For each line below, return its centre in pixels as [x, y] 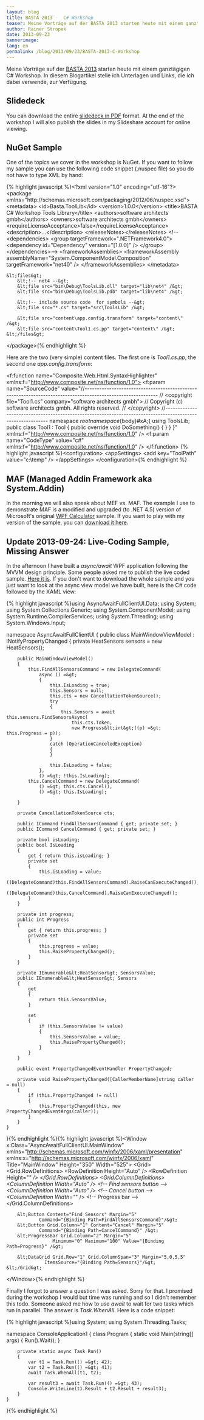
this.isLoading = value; [70, 872]
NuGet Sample [34, 148]
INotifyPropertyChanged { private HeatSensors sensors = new [84, 641]
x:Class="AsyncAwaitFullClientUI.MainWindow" [65, 1145]
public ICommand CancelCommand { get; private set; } [87, 829]
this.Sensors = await [88, 712]
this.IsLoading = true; [80, 685]
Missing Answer [38, 551]
